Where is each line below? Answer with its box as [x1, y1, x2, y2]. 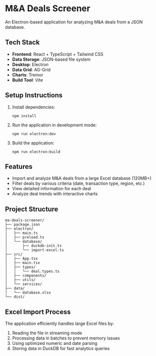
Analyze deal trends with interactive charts [12, 191, 98, 197]
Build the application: [12, 140, 54, 146]
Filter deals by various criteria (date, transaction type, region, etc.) [12, 180, 145, 186]
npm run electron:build [12, 149, 61, 154]
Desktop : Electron [12, 61, 49, 67]
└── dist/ [5, 295, 25, 300]
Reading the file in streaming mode [12, 330, 83, 336]
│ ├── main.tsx [5, 261, 40, 266]
